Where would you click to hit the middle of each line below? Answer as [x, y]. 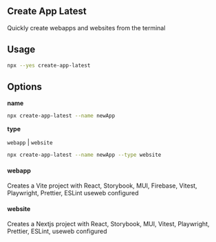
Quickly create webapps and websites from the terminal [86, 27]
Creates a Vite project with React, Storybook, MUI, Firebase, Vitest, [102, 186]
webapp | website [30, 142]
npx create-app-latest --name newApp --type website [84, 155]
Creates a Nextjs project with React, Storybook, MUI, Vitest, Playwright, [108, 224]
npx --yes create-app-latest [49, 65]
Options [25, 86]
